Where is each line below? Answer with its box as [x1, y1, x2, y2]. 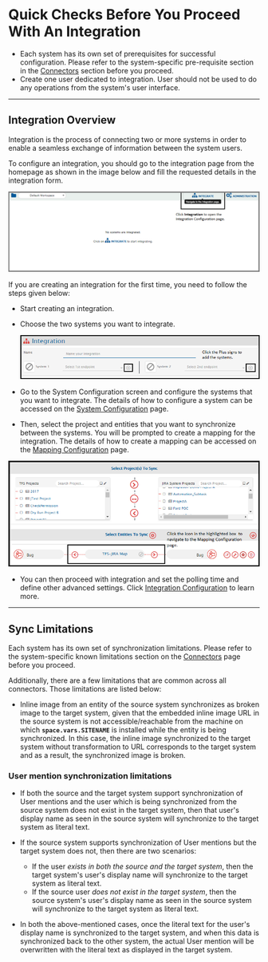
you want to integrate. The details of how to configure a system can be [19, 396, 253, 405]
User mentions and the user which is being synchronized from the [19, 797, 238, 806]
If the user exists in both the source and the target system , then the [31, 861, 254, 871]
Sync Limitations [8, 622, 94, 636]
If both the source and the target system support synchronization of [19, 788, 243, 798]
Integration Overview [8, 113, 116, 127]
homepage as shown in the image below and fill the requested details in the [8, 167, 257, 176]
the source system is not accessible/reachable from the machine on [19, 716, 243, 727]
